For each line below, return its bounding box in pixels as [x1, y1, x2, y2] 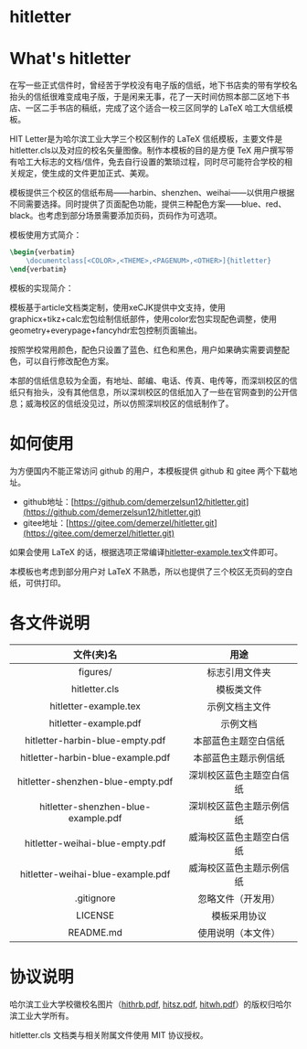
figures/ [78, 665, 112, 678]
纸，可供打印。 [9, 577, 66, 588]
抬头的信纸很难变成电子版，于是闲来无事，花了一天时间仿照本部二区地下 [9, 91, 281, 102]
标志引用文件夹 [206, 666, 271, 679]
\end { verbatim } [9, 264, 68, 273]
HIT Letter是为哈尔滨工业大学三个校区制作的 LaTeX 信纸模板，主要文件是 [9, 134, 283, 145]
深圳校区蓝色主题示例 [188, 799, 281, 812]
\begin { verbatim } [9, 248, 76, 257]
